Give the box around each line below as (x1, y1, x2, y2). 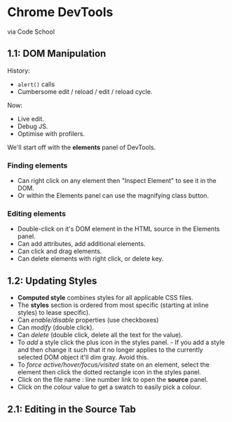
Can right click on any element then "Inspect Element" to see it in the (17, 177, 217, 185)
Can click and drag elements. (17, 247, 102, 256)
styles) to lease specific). (17, 308, 90, 317)
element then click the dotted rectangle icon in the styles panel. (17, 368, 202, 376)
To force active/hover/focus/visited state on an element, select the (17, 360, 210, 369)
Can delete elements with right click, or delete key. (17, 254, 164, 263)
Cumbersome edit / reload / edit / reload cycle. (17, 87, 153, 95)
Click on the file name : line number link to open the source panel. (17, 376, 208, 384)
